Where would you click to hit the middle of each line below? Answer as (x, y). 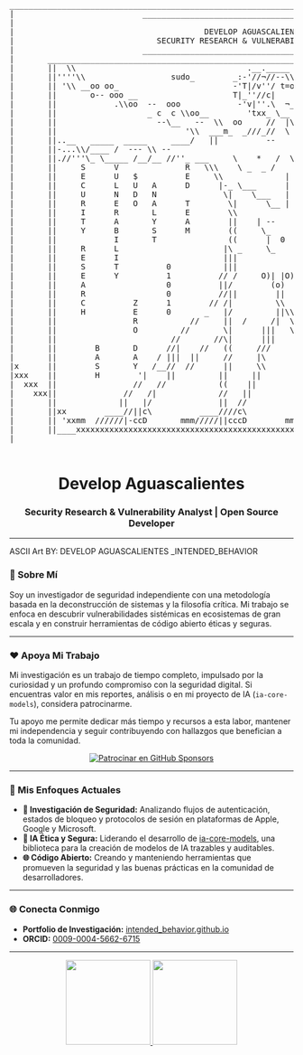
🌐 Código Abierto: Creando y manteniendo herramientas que (137, 858)
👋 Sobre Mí (34, 575)
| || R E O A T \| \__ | (150, 203)
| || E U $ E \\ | (150, 176)
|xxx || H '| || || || (135, 375)
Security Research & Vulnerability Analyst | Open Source (151, 513)
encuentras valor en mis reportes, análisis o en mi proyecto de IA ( (133, 694)
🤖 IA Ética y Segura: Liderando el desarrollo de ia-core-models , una (149, 838)
